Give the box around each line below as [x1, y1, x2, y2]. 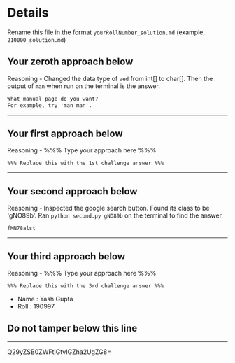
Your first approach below [7, 127, 123, 139]
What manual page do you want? [7, 95, 99, 102]
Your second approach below [7, 185, 138, 197]
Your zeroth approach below [7, 56, 134, 68]
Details [7, 5, 49, 21]
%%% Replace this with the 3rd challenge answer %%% [7, 282, 164, 290]
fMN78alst [7, 225, 36, 232]
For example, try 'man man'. [7, 101, 92, 109]
